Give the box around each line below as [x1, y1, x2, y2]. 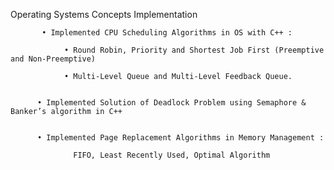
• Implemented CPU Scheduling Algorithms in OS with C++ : [41, 28, 293, 38]
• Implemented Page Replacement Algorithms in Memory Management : [36, 133, 325, 143]
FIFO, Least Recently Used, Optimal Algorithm [73, 150, 271, 160]
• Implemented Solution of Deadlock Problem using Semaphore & [36, 98, 307, 108]
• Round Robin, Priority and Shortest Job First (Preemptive [63, 45, 325, 55]
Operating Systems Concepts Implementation [10, 9, 198, 20]
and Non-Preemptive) [10, 54, 97, 64]
